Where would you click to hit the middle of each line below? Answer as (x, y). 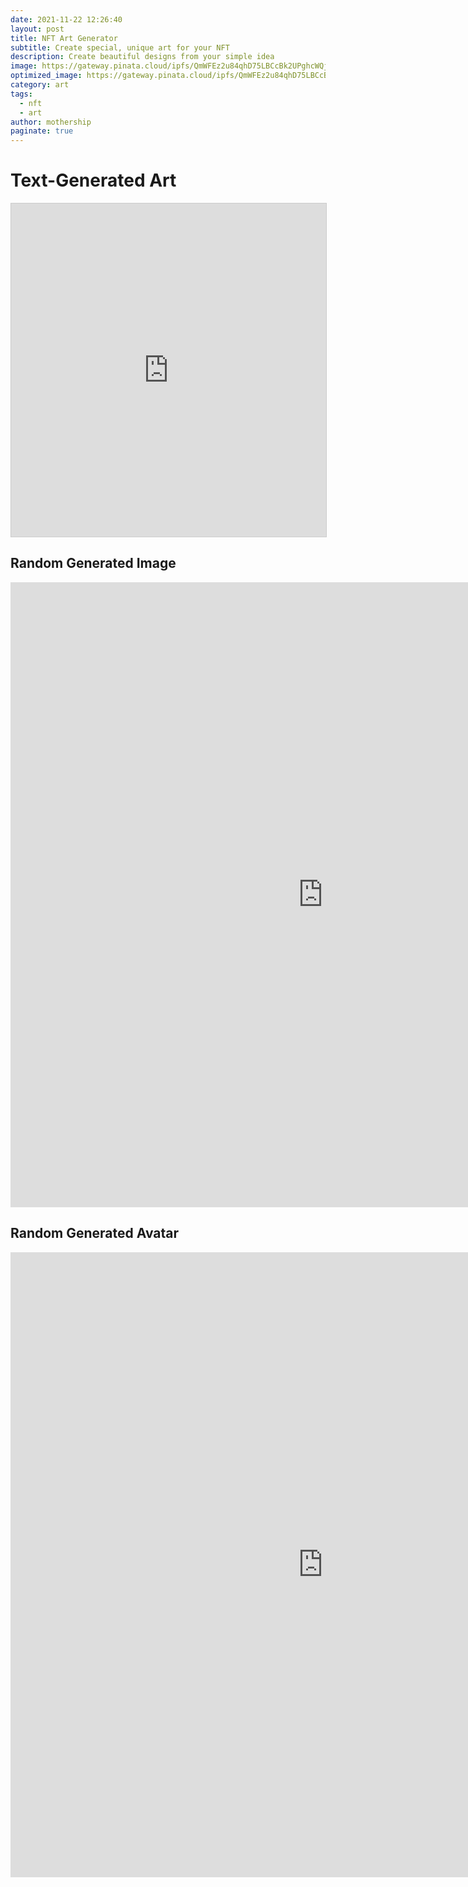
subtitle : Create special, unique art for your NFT (120, 47)
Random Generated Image (93, 563)
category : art (40, 85)
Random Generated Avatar (95, 1233)
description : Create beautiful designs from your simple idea (142, 57)
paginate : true (42, 131)
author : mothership (51, 122)
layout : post (37, 29)
